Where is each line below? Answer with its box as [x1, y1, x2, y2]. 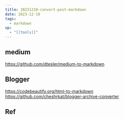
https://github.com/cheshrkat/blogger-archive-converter [5, 94, 119, 99]
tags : [5, 16, 16, 21]
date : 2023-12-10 [5, 12, 41, 17]
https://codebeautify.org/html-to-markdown [5, 88, 94, 94]
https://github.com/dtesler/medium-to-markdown [5, 61, 105, 67]
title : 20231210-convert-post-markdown [5, 7, 86, 12]
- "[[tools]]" [9, 30, 38, 35]
